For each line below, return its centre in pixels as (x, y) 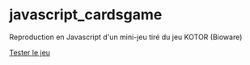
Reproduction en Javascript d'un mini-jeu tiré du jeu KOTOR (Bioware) (126, 37)
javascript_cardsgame (86, 15)
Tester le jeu (30, 52)
